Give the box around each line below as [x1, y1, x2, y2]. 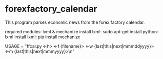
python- [143, 29, 159, 34]
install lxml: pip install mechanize [14, 34, 81, 40]
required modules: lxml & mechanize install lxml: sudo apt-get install [5, 29, 142, 34]
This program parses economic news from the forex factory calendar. [5, 19, 145, 25]
